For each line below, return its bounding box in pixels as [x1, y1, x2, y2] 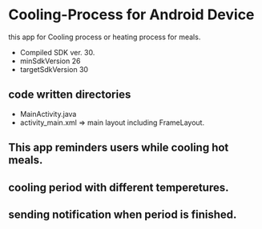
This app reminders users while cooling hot [8, 141, 229, 155]
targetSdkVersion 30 [19, 64, 89, 74]
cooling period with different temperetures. [8, 180, 229, 194]
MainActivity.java [19, 109, 77, 119]
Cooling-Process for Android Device [8, 6, 255, 24]
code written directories [8, 88, 131, 102]
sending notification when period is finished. [8, 207, 237, 221]
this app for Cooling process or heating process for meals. [8, 32, 201, 42]
